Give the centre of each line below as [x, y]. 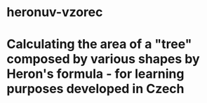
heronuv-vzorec [55, 12]
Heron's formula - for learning [95, 74]
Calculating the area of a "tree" [99, 44]
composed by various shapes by [103, 59]
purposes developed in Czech [95, 89]
